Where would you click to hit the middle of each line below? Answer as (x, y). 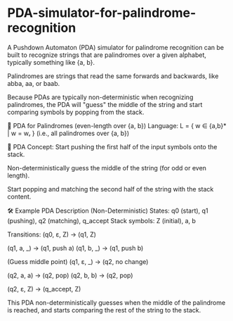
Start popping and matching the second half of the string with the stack (111, 189)
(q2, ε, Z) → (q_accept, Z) (44, 289)
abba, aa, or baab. (34, 83)
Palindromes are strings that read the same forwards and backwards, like (113, 76)
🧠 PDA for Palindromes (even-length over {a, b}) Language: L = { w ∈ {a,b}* (117, 125)
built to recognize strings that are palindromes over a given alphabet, (107, 55)
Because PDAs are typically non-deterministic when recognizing (100, 97)
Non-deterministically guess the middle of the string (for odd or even (107, 168)
